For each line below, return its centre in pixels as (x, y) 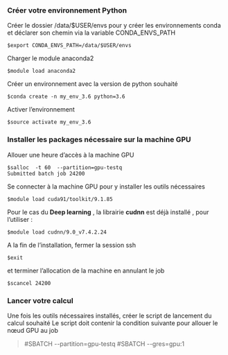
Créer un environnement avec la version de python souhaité (93, 84)
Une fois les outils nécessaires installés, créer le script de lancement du (109, 315)
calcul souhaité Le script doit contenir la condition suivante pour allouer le (113, 323)
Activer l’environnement (41, 110)
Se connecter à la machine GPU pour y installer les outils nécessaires (106, 187)
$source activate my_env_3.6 (49, 122)
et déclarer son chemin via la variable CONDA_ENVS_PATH (91, 33)
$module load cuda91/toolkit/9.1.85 (60, 199)
